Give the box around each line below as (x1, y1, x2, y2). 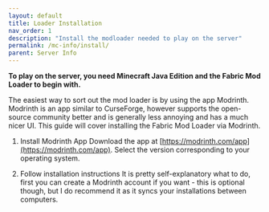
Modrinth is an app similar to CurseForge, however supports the (8, 104, 220, 113)
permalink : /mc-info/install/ (8, 42, 110, 50)
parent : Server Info (8, 49, 78, 57)
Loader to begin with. (8, 79, 81, 89)
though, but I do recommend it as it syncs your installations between (19, 186, 247, 195)
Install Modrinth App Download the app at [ (19, 137, 163, 145)
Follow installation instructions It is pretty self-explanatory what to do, (19, 169, 251, 178)
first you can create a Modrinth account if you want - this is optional (19, 177, 245, 187)
